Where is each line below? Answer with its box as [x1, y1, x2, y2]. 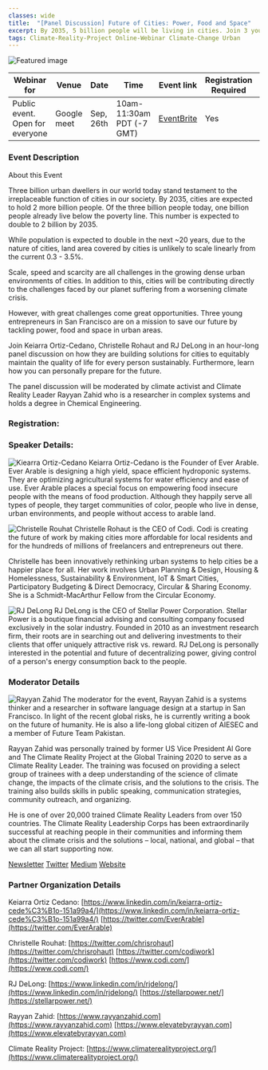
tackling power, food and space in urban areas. [8, 325, 164, 335]
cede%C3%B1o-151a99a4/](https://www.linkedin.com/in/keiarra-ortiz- [8, 906, 241, 915]
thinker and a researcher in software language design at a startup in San [8, 703, 246, 713]
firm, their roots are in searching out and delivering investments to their [8, 631, 242, 640]
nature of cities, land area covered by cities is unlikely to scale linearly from [8, 243, 256, 253]
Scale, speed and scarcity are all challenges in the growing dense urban [8, 267, 246, 277]
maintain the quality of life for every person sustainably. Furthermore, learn [8, 357, 255, 367]
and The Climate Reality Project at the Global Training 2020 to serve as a [8, 753, 247, 762]
